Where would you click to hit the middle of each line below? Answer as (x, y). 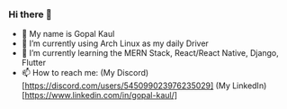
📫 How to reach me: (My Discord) (85, 73)
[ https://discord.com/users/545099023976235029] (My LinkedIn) (144, 86)
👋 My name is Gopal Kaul (68, 34)
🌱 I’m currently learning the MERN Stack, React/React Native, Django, (150, 53)
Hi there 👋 (31, 14)
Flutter (34, 63)
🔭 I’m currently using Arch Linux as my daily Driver (115, 43)
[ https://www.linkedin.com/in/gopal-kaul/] (99, 95)
